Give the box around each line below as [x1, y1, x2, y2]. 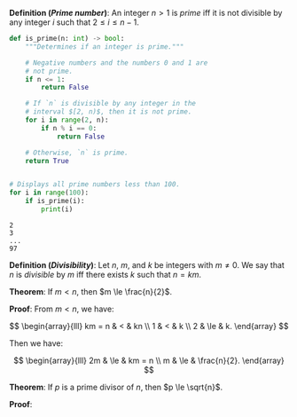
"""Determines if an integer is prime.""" [25, 42, 184, 51]
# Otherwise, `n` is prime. [25, 148, 129, 157]
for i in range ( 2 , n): [25, 115, 109, 124]
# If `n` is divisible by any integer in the [25, 99, 197, 108]
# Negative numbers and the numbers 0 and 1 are [25, 58, 208, 67]
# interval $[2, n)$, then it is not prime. [25, 107, 192, 116]
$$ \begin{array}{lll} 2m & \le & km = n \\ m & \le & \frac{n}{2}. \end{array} [12, 355, 285, 366]
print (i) [41, 205, 74, 214]
